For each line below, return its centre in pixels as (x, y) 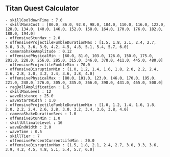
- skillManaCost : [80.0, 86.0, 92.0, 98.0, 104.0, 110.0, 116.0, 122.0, (86, 24)
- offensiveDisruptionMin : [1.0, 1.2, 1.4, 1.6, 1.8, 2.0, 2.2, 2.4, (82, 69)
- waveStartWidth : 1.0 (31, 100)
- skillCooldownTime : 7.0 (34, 20)
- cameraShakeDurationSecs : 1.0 (41, 114)
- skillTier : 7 (22, 136)
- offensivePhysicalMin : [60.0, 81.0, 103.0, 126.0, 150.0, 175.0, (80, 56)
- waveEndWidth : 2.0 (28, 127)
